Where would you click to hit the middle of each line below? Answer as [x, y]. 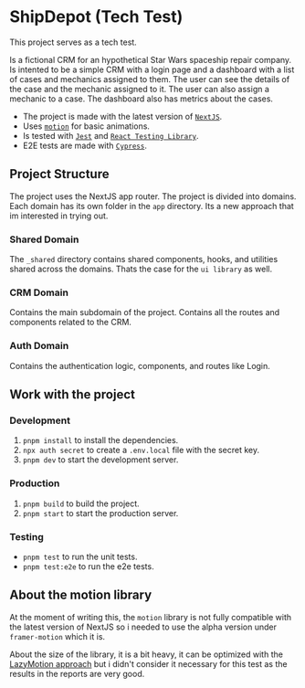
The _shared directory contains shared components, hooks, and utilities [144, 259]
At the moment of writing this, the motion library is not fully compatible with [151, 617]
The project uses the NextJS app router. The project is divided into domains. [153, 196]
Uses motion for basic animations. [86, 126]
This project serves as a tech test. [73, 42]
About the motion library [81, 595]
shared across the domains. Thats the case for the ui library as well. [141, 269]
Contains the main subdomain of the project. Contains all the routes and [145, 312]
